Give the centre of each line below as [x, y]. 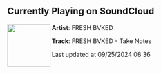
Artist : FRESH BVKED [83, 27]
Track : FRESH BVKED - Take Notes [102, 41]
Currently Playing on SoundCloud [81, 11]
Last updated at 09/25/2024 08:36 [101, 54]
